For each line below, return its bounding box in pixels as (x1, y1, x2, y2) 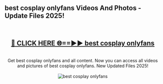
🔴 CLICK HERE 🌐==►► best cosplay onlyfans (11, 39, 155, 47)
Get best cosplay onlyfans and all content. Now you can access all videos (7, 57, 158, 63)
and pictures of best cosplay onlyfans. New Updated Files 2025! (17, 63, 149, 69)
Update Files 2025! (4, 12, 65, 20)
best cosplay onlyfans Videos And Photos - (4, 4, 142, 12)
